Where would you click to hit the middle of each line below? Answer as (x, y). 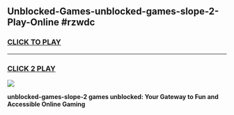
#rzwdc (78, 23)
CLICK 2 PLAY (31, 68)
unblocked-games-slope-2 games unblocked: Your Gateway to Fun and (113, 96)
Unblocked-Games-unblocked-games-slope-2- (113, 11)
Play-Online (33, 23)
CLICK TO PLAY (34, 43)
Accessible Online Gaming (46, 104)
